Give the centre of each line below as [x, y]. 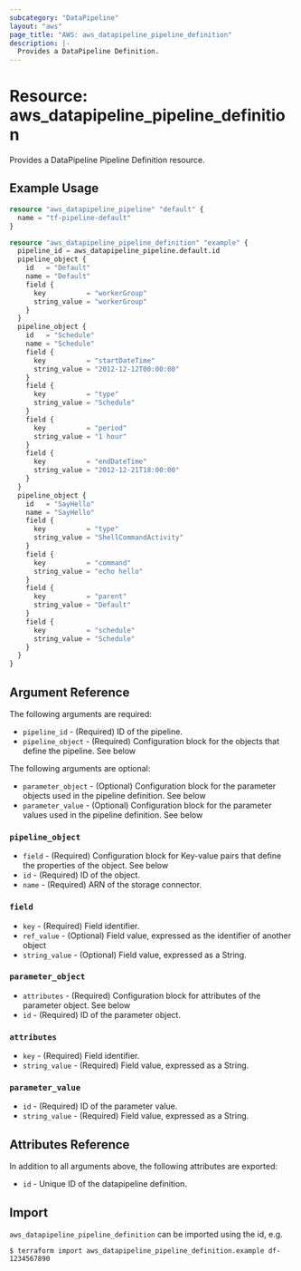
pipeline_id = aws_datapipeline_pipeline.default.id [119, 251]
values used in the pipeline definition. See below [113, 815]
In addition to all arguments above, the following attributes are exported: [144, 1167]
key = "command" [82, 563]
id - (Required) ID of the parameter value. [100, 1106]
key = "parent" [80, 597]
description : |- [40, 43]
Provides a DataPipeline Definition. [89, 52]
